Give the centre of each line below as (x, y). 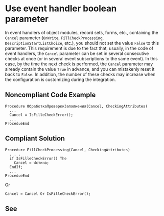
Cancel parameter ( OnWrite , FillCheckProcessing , (55, 38)
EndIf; (16, 167)
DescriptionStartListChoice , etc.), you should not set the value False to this (82, 43)
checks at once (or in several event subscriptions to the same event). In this (82, 58)
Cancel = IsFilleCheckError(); (41, 115)
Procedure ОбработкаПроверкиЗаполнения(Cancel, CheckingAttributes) (76, 106)
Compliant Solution (35, 139)
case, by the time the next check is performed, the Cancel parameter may (79, 64)
